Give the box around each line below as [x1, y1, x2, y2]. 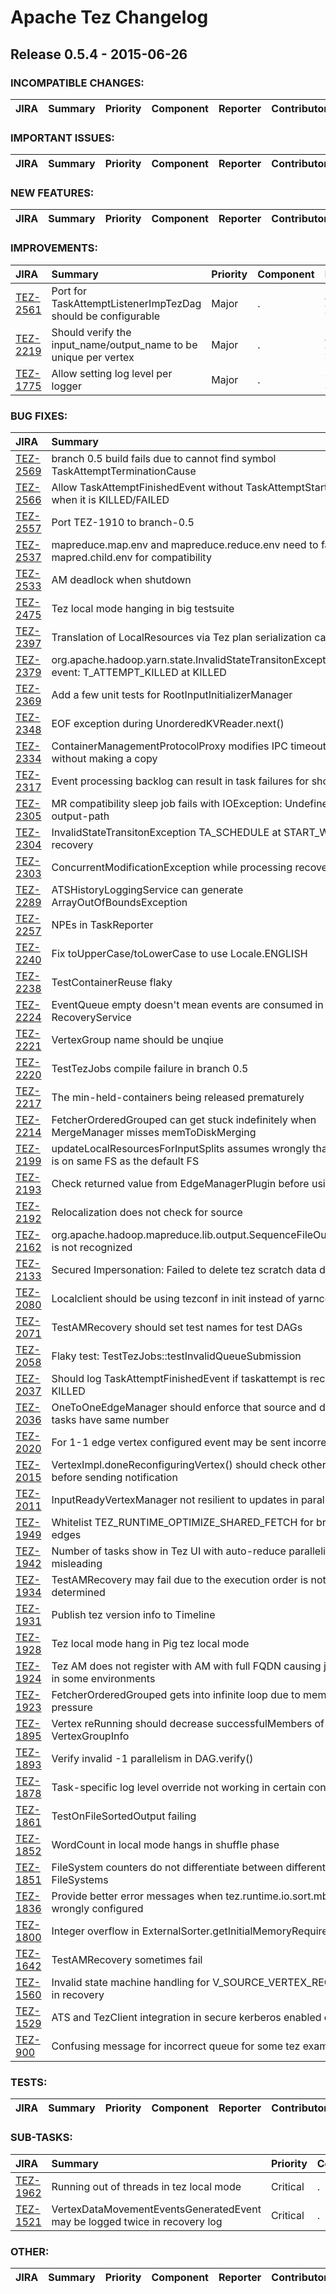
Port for [51, 284, 88, 298]
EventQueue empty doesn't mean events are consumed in [51, 998, 324, 1012]
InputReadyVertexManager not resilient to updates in [51, 1493, 299, 1507]
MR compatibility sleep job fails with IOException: [51, 797, 283, 811]
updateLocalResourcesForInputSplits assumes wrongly [51, 1142, 310, 1156]
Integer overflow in [51, 1924, 140, 1938]
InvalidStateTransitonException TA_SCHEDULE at [51, 826, 282, 840]
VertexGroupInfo [51, 1729, 130, 1743]
